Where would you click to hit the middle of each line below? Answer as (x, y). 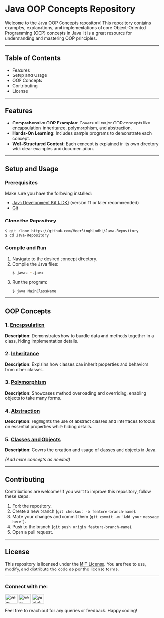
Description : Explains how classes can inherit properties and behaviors (77, 364)
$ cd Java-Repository (27, 235)
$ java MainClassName (34, 291)
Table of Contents (33, 58)
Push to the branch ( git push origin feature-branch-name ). (72, 527)
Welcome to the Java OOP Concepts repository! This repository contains (78, 23)
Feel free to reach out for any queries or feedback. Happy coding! (71, 611)
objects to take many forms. (33, 398)
